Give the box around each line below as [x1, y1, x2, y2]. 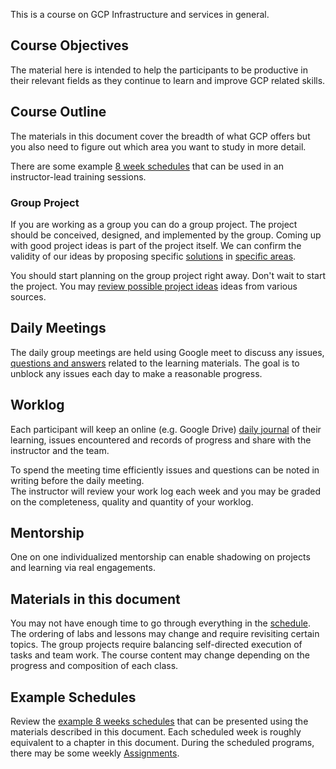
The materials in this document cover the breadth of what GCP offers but [10, 130, 311, 142]
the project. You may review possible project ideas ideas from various [10, 280, 298, 292]
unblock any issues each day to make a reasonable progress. [10, 367, 263, 379]
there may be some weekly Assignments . [10, 747, 180, 759]
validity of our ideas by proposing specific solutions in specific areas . [10, 250, 297, 262]
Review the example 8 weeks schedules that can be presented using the [10, 715, 309, 727]
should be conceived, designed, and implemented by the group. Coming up [10, 229, 322, 241]
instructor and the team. [10, 444, 110, 456]
